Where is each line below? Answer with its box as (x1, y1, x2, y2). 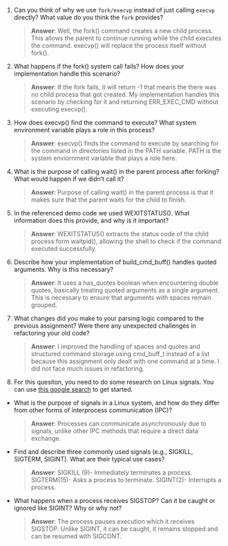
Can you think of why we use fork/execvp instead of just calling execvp (13, 6, 216, 14)
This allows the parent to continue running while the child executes (30, 34, 222, 42)
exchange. (30, 434, 61, 442)
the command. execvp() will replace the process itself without (30, 42, 207, 49)
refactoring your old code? (13, 329, 90, 337)
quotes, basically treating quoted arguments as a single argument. (30, 286, 220, 294)
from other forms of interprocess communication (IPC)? (13, 406, 173, 414)
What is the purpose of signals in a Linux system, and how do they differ (13, 398, 220, 407)
